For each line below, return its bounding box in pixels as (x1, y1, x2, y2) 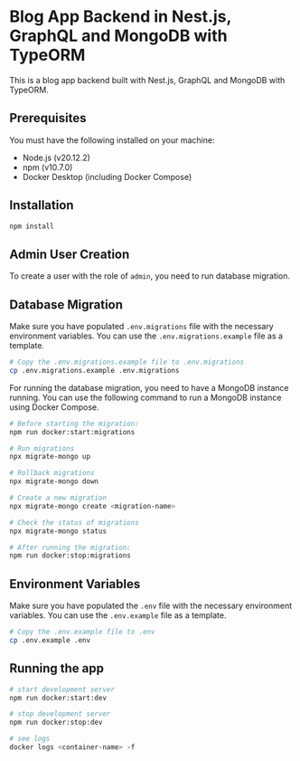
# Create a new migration (9, 493, 107, 503)
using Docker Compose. (9, 401, 99, 413)
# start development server (9, 685, 116, 694)
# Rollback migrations (9, 469, 95, 478)
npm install (9, 222, 54, 231)
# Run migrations (9, 443, 75, 453)
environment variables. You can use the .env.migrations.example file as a (9, 330, 283, 341)
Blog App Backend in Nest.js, (9, 6, 232, 27)
